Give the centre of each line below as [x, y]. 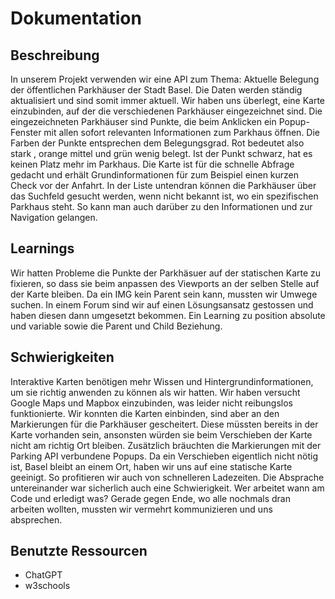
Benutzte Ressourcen [79, 551]
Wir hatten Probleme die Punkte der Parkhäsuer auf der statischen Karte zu [166, 273]
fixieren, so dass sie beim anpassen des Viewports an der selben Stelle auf [165, 283]
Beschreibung [55, 55]
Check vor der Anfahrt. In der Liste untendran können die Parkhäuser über [163, 185]
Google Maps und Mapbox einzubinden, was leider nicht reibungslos [151, 403]
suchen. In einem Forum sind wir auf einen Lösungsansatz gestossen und [162, 304]
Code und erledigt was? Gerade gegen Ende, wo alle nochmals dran [150, 498]
